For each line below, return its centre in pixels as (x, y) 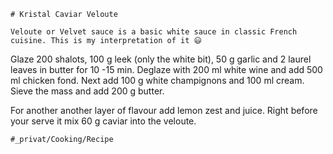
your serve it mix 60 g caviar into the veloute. (103, 121)
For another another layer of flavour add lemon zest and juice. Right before (164, 110)
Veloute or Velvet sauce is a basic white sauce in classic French (154, 32)
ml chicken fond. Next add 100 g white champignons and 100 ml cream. (157, 80)
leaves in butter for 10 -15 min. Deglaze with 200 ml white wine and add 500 (166, 69)
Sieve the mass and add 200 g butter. (87, 91)
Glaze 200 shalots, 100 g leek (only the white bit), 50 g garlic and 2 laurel (161, 59)
